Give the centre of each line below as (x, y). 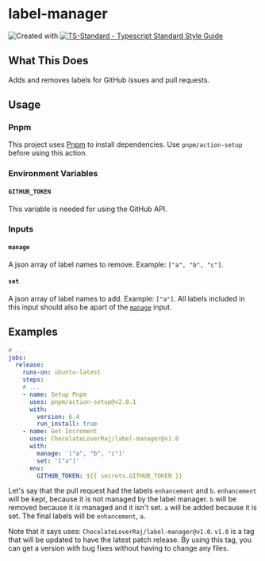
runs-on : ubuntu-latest (62, 373)
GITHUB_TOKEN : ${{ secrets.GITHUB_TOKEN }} (109, 476)
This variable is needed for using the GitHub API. (88, 209)
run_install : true (67, 424)
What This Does (48, 61)
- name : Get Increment (60, 432)
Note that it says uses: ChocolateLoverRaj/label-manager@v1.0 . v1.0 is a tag (131, 532)
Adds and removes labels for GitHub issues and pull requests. (109, 79)
